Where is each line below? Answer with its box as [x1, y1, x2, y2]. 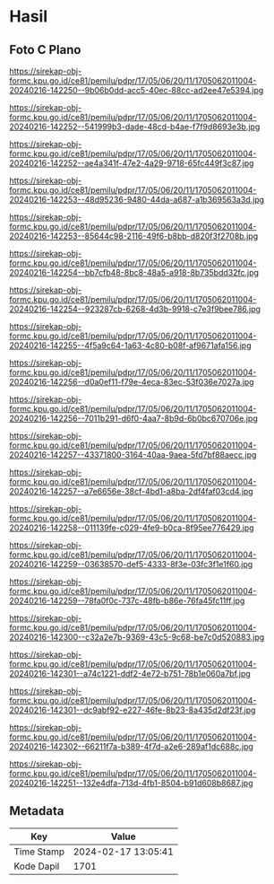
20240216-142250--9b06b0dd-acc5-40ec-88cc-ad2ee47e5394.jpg [9, 85, 264, 95]
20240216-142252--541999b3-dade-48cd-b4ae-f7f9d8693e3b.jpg [9, 121, 261, 132]
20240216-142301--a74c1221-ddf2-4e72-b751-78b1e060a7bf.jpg [9, 669, 251, 678]
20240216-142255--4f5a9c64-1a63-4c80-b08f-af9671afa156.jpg [9, 340, 252, 351]
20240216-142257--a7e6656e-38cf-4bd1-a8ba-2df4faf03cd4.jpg [9, 486, 253, 496]
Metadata [9, 803, 64, 818]
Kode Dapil [13, 860, 60, 872]
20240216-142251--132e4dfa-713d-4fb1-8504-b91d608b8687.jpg [9, 778, 253, 788]
